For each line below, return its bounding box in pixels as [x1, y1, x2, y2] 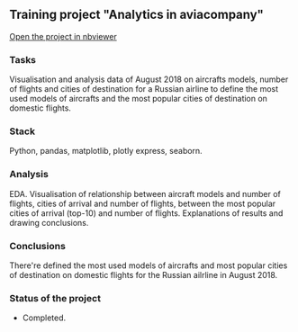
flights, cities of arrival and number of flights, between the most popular [9, 198, 276, 209]
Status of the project [9, 292, 102, 304]
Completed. [22, 312, 67, 323]
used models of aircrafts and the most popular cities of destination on [9, 94, 268, 104]
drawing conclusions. [9, 217, 89, 228]
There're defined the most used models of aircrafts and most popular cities [9, 260, 288, 271]
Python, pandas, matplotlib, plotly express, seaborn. [9, 146, 203, 157]
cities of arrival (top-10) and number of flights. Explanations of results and [9, 207, 284, 219]
